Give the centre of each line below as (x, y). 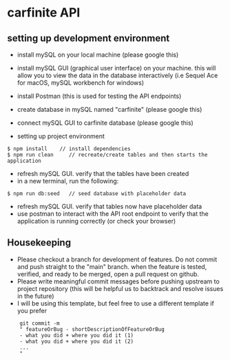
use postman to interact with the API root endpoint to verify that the (113, 214)
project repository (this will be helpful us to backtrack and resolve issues (120, 288)
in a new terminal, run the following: (68, 181)
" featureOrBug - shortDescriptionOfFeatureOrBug (92, 329)
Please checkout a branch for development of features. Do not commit (117, 259)
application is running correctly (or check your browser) (96, 221)
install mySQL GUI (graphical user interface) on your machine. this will (116, 68)
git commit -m (40, 323)
